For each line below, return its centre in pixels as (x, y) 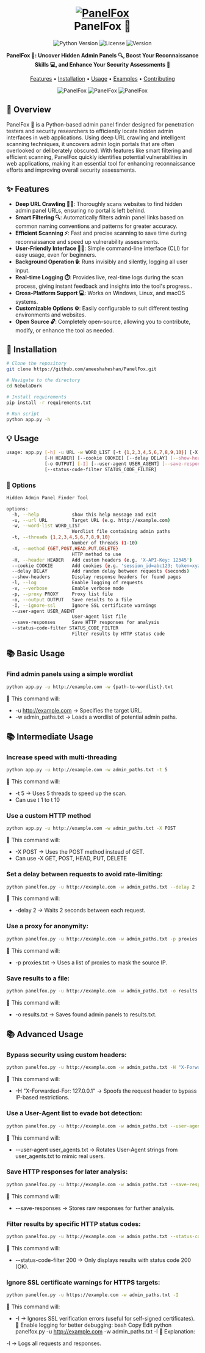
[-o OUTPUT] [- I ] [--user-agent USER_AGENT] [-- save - (114, 464)
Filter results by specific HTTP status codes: (74, 1223)
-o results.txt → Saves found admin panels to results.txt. (86, 1014)
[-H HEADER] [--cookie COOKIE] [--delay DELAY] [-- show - (118, 458)
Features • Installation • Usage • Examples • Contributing (103, 78)
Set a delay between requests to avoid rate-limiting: (85, 875)
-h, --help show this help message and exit (84, 515)
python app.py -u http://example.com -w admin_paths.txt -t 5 (87, 770)
